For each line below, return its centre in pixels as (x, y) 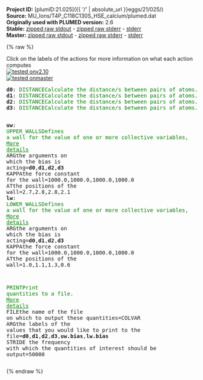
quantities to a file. (40, 293)
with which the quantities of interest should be (82, 348)
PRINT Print (22, 287)
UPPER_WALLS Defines (35, 131)
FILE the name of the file (45, 312)
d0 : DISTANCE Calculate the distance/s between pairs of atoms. (102, 90)
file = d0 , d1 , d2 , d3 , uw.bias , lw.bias (58, 336)
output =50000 (26, 354)
